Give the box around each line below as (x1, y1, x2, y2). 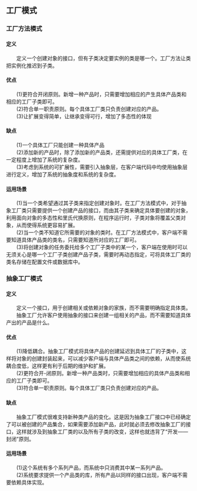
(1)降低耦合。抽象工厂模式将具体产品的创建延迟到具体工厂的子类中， (16, 348, 182, 355)
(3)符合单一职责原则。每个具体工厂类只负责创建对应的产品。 (16, 385, 162, 392)
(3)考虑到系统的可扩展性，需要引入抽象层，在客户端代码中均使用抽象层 (16, 163, 188, 171)
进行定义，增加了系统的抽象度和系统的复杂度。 (6, 171, 119, 178)
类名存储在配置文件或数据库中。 (6, 258, 83, 266)
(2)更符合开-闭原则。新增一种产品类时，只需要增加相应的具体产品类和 (16, 370, 185, 377)
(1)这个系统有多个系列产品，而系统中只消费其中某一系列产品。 (16, 464, 166, 471)
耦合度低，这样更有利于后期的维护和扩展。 (6, 362, 109, 369)
